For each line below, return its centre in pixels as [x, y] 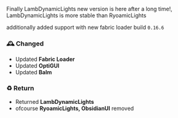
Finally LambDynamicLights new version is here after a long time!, [90, 9]
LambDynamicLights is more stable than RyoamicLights [76, 15]
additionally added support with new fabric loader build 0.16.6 [85, 27]
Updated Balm [33, 73]
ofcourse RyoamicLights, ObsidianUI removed [74, 108]
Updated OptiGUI [37, 66]
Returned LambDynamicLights [55, 101]
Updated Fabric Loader [45, 59]
